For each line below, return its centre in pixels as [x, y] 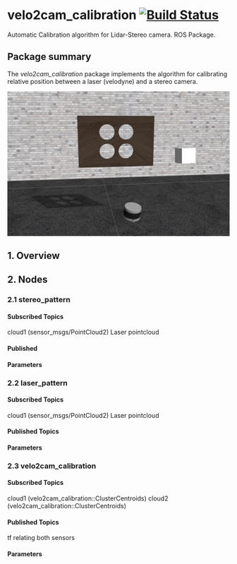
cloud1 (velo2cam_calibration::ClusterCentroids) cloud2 [88, 498]
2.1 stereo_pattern [39, 300]
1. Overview [34, 255]
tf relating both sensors [41, 538]
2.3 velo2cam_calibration [52, 466]
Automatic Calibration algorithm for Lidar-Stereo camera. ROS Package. [111, 35]
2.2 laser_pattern [38, 383]
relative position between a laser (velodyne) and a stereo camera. [103, 81]
